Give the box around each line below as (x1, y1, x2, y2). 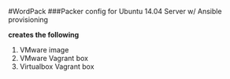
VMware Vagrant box (19, 54, 89, 63)
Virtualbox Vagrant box (19, 62, 95, 71)
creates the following (8, 31, 80, 39)
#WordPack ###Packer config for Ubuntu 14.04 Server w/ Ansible (8, 7, 222, 16)
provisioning (8, 15, 49, 24)
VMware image (19, 45, 69, 54)
